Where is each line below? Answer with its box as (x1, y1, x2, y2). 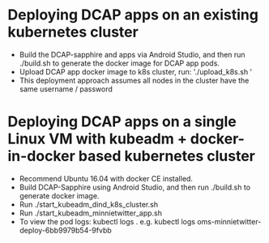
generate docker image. (19, 190, 100, 200)
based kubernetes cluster (78, 147, 256, 165)
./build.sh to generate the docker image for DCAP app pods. (19, 58, 220, 68)
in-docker (7, 147, 76, 165)
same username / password (19, 83, 113, 94)
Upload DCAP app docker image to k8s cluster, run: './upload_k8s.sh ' (19, 66, 253, 76)
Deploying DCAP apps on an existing (7, 6, 258, 24)
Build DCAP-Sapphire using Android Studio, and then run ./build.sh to (19, 182, 251, 192)
